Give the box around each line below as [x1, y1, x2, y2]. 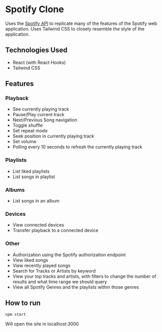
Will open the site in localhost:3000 [5, 321, 79, 327]
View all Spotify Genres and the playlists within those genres [12, 284, 139, 290]
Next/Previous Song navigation [12, 117, 77, 123]
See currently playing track [12, 106, 69, 112]
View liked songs [12, 257, 49, 263]
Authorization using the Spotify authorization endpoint [12, 251, 126, 257]
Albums [5, 186, 25, 193]
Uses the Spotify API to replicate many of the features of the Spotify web [5, 20, 157, 26]
